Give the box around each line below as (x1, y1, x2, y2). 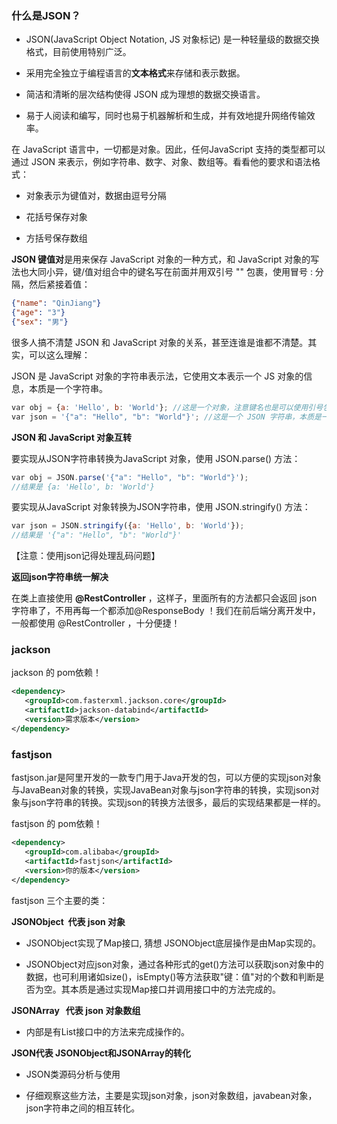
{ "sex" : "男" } (11, 317, 69, 327)
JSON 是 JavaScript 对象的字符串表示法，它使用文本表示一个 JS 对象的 (11, 370, 304, 382)
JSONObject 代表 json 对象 (11, 915, 126, 927)
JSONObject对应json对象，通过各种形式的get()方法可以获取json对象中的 (25, 958, 324, 970)
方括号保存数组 (25, 232, 88, 244)
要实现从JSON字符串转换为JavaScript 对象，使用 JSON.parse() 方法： (11, 452, 301, 464)
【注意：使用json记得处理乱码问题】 (11, 550, 161, 562)
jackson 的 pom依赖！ (11, 667, 103, 679)
